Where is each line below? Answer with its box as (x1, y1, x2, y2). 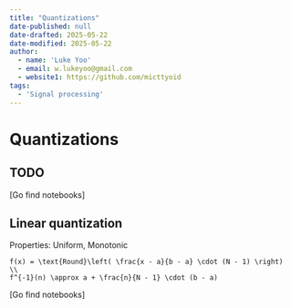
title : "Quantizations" (9, 13, 100, 23)
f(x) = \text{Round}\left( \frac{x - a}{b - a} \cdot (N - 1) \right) (9, 257, 284, 267)
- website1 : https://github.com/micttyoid (17, 73, 182, 82)
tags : (9, 81, 30, 90)
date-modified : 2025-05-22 (9, 38, 112, 48)
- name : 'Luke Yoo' (17, 56, 92, 65)
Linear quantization (9, 215, 123, 231)
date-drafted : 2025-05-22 (9, 30, 108, 39)
